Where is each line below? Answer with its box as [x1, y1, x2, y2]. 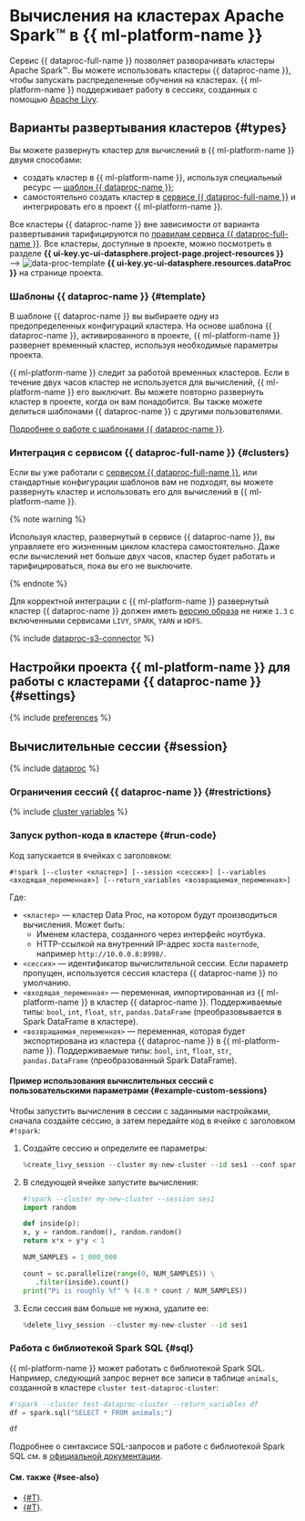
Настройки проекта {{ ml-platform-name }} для [9, 659, 291, 675]
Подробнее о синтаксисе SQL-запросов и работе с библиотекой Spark [9, 1441, 285, 1452]
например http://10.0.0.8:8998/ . [36, 948, 167, 959]
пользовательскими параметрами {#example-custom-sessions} [9, 1085, 268, 1096]
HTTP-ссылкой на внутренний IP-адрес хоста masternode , [36, 938, 259, 949]
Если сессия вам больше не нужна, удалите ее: [22, 1302, 209, 1314]
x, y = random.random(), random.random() [22, 1228, 183, 1237]
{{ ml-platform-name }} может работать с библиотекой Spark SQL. [9, 1362, 266, 1373]
